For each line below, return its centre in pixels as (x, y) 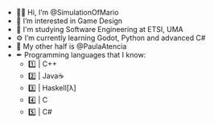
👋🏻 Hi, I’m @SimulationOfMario (67, 12)
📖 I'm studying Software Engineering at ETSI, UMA (99, 29)
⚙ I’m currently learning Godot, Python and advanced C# (111, 38)
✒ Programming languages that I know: (81, 55)
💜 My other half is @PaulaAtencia (71, 46)
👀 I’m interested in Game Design (69, 21)
